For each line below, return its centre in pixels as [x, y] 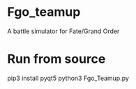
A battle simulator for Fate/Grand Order [63, 31]
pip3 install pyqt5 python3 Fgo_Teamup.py [68, 78]
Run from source [56, 59]
